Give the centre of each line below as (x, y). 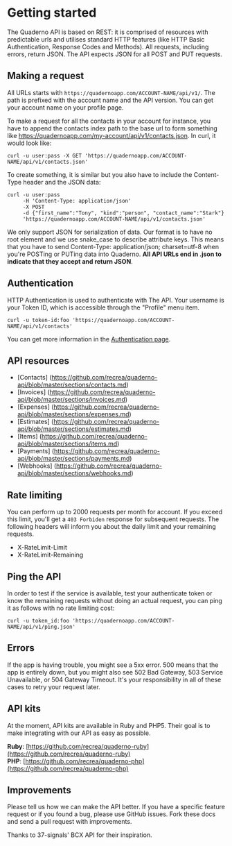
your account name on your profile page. (65, 107)
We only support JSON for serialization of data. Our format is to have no (110, 232)
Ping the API (34, 576)
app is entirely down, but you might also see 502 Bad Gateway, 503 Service (115, 672)
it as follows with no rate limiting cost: (61, 608)
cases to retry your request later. (54, 687)
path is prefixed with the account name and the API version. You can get (110, 100)
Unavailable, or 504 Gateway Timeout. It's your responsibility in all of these (114, 679)
